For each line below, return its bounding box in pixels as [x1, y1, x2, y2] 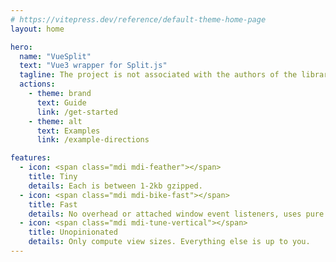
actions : [19, 79, 56, 90]
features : [10, 153, 52, 163]
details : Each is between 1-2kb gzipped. [28, 181, 203, 191]
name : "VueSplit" [19, 51, 92, 61]
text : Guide [36, 97, 87, 108]
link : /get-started [36, 107, 118, 117]
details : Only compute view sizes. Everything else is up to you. [28, 237, 311, 247]
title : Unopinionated [28, 227, 118, 238]
